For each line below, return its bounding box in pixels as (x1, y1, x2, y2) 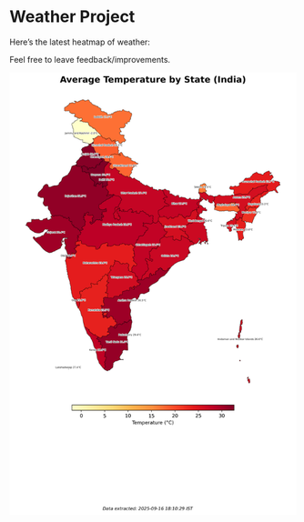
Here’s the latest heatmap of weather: (9, 36, 150, 47)
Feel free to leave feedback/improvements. (9, 54, 171, 65)
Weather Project (9, 6, 136, 27)
